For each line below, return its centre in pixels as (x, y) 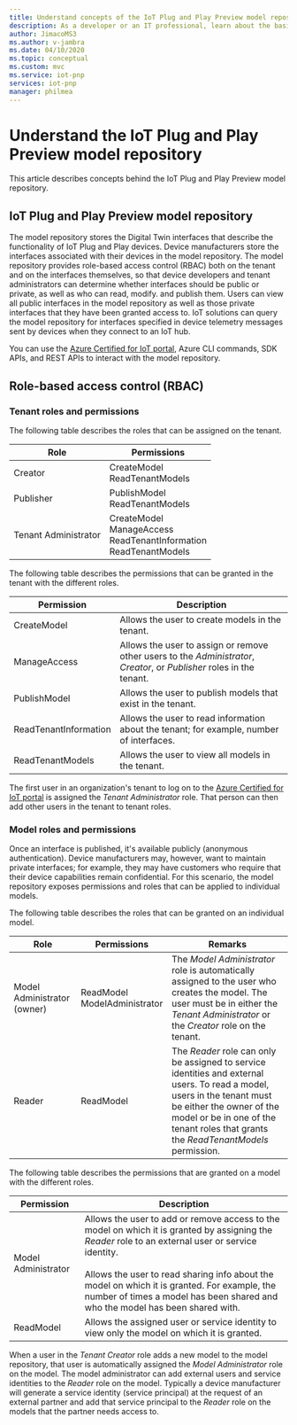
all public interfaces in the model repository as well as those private (132, 303)
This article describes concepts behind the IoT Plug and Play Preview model (147, 179)
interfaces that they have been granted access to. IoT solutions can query (144, 313)
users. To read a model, (220, 1085)
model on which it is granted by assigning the (179, 1230)
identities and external (217, 1073)
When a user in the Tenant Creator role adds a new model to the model (138, 1355)
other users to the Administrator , (187, 656)
